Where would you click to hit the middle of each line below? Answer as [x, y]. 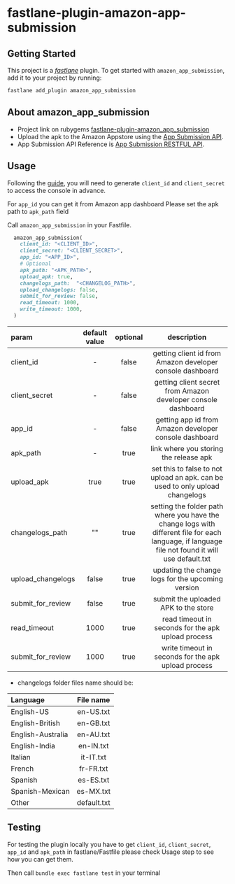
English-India [33, 746]
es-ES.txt [94, 780]
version [187, 587]
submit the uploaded [187, 599]
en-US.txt [93, 711]
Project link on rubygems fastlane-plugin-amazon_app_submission [113, 129]
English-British [36, 723]
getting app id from [187, 420]
